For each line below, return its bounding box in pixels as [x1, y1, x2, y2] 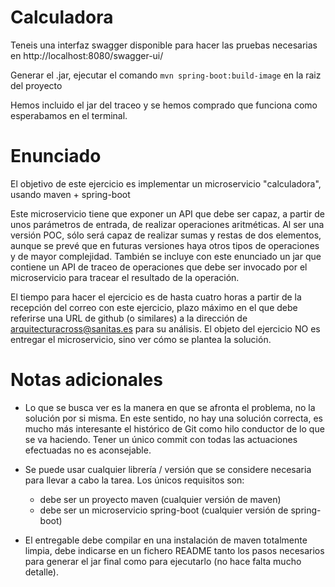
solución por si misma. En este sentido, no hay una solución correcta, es [24, 412, 323, 424]
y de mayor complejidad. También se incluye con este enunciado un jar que [10, 250, 322, 262]
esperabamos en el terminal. [10, 109, 128, 121]
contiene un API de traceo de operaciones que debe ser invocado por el [10, 261, 308, 273]
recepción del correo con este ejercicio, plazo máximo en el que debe [10, 301, 298, 313]
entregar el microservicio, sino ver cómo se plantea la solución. [10, 333, 272, 345]
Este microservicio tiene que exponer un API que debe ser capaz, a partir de [10, 207, 325, 220]
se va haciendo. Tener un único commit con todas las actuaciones [24, 433, 298, 445]
